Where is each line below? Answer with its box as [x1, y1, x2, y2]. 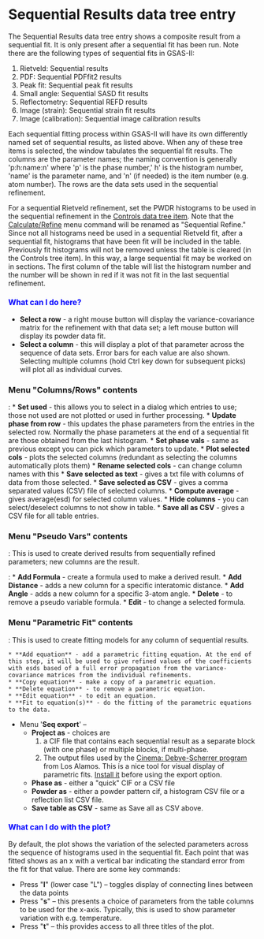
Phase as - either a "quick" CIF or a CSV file [31, 778, 176, 788]
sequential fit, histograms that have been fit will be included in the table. [8, 237, 242, 246]
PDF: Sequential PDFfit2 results [19, 72, 122, 81]
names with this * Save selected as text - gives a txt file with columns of [8, 469, 244, 479]
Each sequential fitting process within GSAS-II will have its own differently [8, 129, 248, 139]
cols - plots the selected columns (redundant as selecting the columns [8, 453, 238, 462]
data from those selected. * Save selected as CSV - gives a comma [8, 478, 229, 487]
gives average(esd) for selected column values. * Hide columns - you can [8, 494, 249, 504]
